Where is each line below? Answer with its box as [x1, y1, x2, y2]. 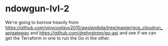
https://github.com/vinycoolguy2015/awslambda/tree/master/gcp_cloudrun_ [5, 24, 163, 30]
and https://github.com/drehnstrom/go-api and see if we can [30, 30, 156, 36]
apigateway [5, 30, 29, 36]
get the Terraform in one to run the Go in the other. [5, 35, 110, 41]
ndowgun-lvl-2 [5, 3, 69, 14]
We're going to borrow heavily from [5, 19, 79, 25]
